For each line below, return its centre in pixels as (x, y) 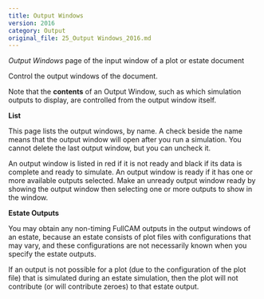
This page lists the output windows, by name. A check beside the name (126, 131)
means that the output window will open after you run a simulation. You (125, 140)
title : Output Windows (46, 16)
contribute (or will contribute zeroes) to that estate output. (104, 287)
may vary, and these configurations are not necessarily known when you (128, 245)
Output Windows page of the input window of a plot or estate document (126, 61)
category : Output (37, 30)
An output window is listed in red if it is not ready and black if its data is (125, 164)
